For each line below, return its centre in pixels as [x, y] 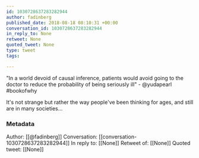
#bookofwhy [22, 90]
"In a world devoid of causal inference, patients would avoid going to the [95, 78]
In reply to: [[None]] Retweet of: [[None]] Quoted [131, 143]
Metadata [20, 124]
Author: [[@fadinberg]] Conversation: [52, 137]
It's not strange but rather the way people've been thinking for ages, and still [100, 102]
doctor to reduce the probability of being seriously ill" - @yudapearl [89, 84]
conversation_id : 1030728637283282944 [54, 28]
